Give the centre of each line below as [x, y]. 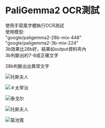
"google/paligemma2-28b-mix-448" [43, 37]
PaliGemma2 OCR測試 [52, 10]
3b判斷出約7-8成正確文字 [32, 55]
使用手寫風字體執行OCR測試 [35, 25]
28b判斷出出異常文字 [27, 66]
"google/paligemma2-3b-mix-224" [42, 43]
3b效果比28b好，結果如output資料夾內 [46, 49]
